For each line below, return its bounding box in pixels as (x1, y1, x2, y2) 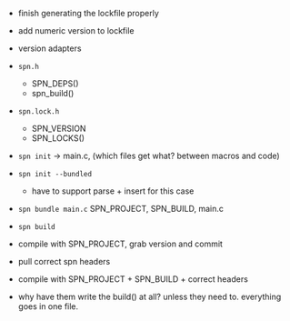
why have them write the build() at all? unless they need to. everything (17, 291, 282, 302)
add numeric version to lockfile (17, 25, 135, 35)
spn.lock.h (17, 107, 60, 116)
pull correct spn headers (17, 256, 111, 266)
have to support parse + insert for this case (31, 186, 195, 196)
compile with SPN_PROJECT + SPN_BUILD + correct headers (17, 274, 248, 285)
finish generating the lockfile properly (17, 8, 159, 18)
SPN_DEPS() (31, 78, 79, 89)
